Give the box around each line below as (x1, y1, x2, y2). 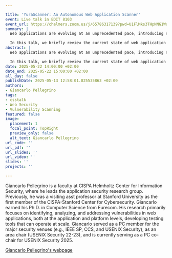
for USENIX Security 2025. (17, 237, 73, 243)
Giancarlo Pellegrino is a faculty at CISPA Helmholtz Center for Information (5, 183, 163, 189)
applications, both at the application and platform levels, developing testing (5, 215, 164, 221)
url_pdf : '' (5, 145, 31, 150)
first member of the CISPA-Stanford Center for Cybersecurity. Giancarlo (5, 199, 157, 205)
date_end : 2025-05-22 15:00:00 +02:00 (5, 69, 88, 74)
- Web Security (5, 102, 38, 107)
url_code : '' (5, 140, 33, 145)
